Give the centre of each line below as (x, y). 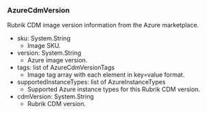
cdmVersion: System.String (56, 97)
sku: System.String (44, 38)
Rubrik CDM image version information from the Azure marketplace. (103, 25)
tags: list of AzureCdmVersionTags (66, 68)
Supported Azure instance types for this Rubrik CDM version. (114, 89)
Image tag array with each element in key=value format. (106, 75)
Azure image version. (57, 60)
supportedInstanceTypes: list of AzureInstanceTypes (91, 82)
